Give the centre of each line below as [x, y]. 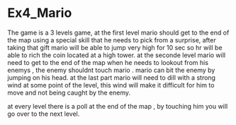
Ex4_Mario [40, 13]
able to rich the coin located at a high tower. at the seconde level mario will [116, 55]
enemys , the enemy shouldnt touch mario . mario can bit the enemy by [111, 70]
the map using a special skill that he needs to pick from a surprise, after [112, 40]
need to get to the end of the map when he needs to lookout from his [108, 62]
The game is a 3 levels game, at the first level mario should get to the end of [118, 32]
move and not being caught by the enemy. [69, 93]
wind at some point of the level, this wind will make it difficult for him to [111, 85]
